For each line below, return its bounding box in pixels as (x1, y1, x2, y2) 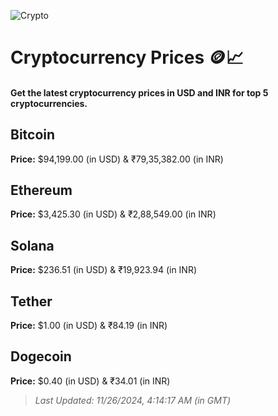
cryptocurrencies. (10, 97, 88, 109)
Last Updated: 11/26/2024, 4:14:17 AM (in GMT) (34, 394, 232, 406)
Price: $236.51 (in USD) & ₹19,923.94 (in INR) (10, 264, 198, 276)
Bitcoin (10, 126, 56, 144)
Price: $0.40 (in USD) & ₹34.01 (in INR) (10, 375, 171, 387)
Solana (10, 237, 55, 254)
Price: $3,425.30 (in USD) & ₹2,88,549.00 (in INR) (10, 208, 217, 220)
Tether (10, 293, 53, 310)
